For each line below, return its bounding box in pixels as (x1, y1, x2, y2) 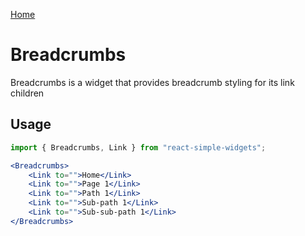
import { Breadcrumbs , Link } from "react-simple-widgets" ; (10, 142, 267, 153)
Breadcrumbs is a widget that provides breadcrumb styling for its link (10, 76, 295, 88)
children (10, 87, 45, 99)
